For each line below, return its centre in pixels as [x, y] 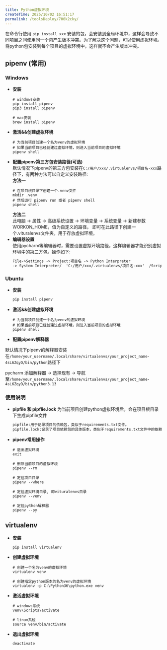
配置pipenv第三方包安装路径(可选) [47, 162]
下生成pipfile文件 [30, 416]
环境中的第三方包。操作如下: [41, 252]
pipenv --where [28, 482]
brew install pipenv [34, 122]
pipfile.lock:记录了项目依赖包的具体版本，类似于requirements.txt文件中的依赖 [87, 430]
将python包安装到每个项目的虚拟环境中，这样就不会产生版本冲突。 [73, 46]
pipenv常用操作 [28, 439]
